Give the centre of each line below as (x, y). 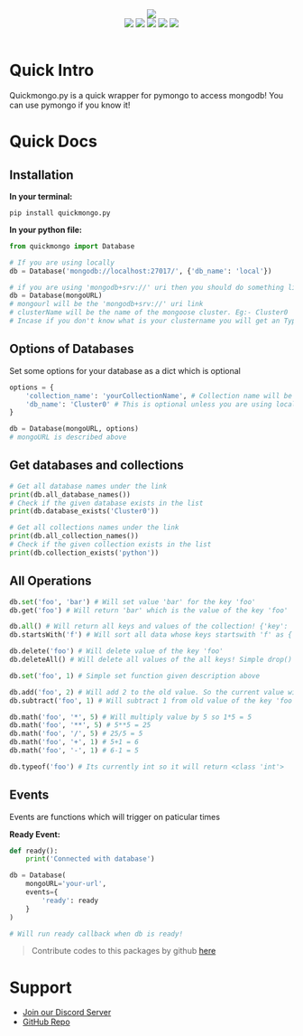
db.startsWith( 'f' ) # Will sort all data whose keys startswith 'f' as (147, 635)
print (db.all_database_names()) (70, 495)
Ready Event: (35, 834)
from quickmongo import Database (72, 246)
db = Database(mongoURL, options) (74, 429)
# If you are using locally (62, 262)
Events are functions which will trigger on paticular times (115, 817)
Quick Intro (52, 70)
